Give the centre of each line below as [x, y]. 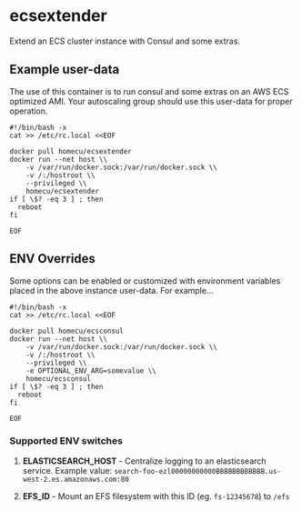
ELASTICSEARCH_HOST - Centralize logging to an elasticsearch [144, 461]
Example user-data [65, 70]
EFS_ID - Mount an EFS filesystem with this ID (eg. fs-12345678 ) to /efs [156, 496]
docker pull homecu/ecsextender [70, 151]
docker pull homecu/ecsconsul [67, 331]
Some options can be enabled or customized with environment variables [145, 281]
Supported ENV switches [66, 441]
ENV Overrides [52, 259]
